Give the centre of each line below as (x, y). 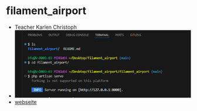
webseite (26, 102)
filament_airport (46, 11)
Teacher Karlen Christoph (46, 27)
